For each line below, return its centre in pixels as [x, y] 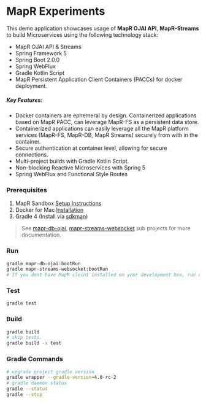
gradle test [21, 303]
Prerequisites [27, 190]
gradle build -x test [34, 343]
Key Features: [25, 100]
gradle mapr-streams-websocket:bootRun [57, 269]
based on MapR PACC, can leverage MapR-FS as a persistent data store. [107, 122]
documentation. [41, 235]
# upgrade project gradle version [51, 372]
